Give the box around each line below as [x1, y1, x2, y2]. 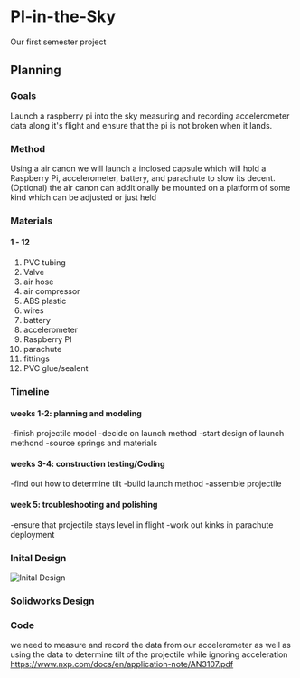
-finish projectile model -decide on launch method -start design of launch [10, 428, 285, 439]
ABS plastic [23, 296, 67, 307]
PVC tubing [23, 257, 66, 268]
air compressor [23, 286, 80, 297]
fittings [23, 353, 51, 364]
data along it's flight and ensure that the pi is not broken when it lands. [10, 119, 273, 130]
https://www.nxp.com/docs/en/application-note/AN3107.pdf [10, 659, 234, 670]
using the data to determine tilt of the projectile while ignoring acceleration [10, 649, 288, 660]
